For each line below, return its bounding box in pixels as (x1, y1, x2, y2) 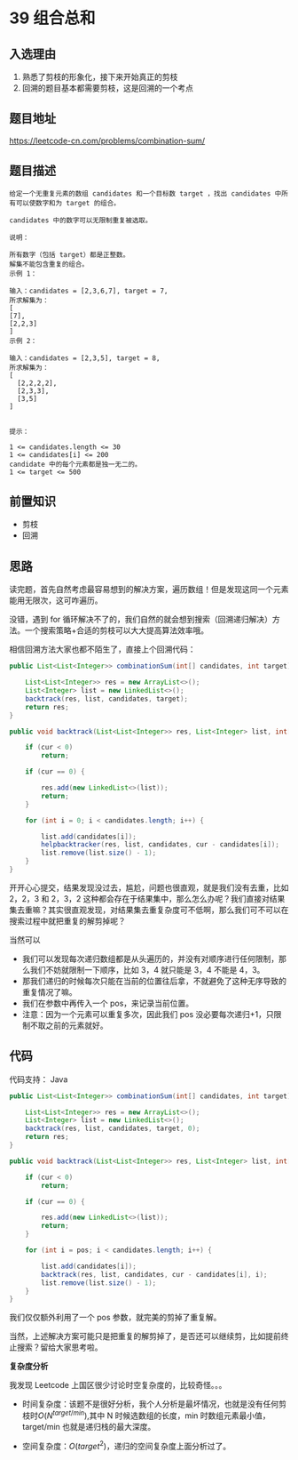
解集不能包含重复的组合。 (9, 260, 89, 269)
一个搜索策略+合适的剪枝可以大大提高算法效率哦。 (24, 625, 209, 636)
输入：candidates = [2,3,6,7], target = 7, (9, 286, 169, 295)
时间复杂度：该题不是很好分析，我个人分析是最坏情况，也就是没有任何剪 (21, 1399, 286, 1409)
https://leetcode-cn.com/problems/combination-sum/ (9, 135, 206, 146)
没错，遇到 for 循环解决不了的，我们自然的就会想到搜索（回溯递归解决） (9, 614, 273, 625)
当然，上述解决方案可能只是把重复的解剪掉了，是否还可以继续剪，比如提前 (9, 1331, 281, 1342)
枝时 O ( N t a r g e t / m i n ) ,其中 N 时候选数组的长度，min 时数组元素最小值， (21, 1408, 271, 1421)
